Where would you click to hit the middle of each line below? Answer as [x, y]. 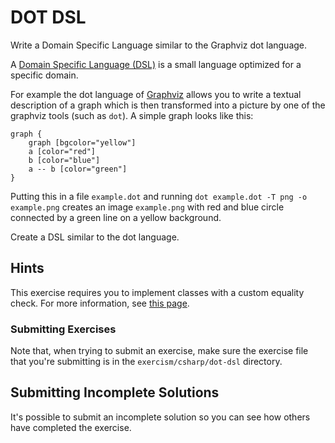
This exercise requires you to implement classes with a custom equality [157, 292]
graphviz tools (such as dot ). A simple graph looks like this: [132, 115]
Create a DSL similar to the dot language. [95, 237]
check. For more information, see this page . [100, 303]
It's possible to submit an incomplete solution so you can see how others [160, 417]
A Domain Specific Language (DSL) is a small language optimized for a [156, 64]
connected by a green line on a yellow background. [116, 217]
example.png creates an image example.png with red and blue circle [147, 207]
